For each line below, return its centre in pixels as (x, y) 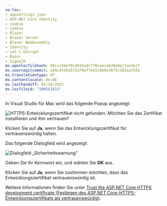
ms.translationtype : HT (30, 75)
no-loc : (13, 10)
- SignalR (16, 61)
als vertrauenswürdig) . (78, 198)
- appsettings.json (26, 15)
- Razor (13, 56)
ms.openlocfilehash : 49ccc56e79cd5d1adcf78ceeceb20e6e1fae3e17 (73, 66)
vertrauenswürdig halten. (31, 133)
